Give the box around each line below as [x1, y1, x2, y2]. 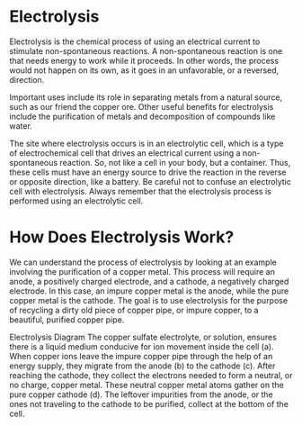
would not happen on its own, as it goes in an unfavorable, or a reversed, [9, 65, 280, 76]
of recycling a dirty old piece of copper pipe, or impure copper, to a [9, 304, 259, 315]
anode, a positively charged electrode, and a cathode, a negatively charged [9, 276, 289, 286]
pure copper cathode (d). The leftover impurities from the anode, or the [9, 389, 274, 400]
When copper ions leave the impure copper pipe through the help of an [9, 350, 273, 361]
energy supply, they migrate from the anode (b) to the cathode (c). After [9, 360, 276, 371]
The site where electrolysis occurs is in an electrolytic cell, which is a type [9, 138, 284, 149]
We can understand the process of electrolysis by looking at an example [9, 257, 277, 267]
